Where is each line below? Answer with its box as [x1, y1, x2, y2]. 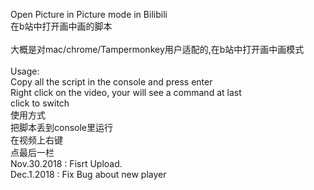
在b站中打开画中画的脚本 [10, 20, 113, 32]
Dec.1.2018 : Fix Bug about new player [10, 169, 167, 180]
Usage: [10, 65, 40, 77]
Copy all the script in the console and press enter [10, 76, 213, 88]
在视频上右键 [10, 134, 63, 146]
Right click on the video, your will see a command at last [10, 87, 242, 98]
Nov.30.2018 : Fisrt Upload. [10, 158, 123, 169]
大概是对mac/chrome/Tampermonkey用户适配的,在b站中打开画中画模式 [10, 44, 305, 55]
